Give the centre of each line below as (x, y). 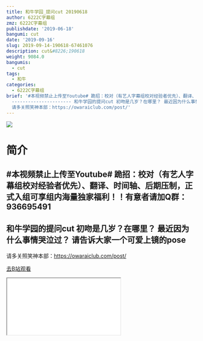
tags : (13, 74)
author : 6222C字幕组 (31, 18)
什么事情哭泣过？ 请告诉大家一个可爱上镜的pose (96, 240)
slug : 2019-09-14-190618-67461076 (50, 46)
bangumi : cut (23, 34)
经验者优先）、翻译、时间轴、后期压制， (111, 186)
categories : (21, 85)
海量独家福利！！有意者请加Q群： (124, 197)
